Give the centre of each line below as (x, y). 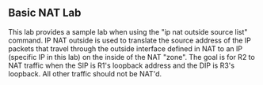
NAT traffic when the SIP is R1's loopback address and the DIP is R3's (122, 65)
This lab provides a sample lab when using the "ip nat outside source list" (128, 31)
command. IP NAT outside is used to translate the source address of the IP (130, 40)
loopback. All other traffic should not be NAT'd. (85, 73)
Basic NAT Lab (45, 13)
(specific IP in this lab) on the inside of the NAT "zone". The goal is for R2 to (131, 57)
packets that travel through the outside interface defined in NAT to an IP (126, 48)
